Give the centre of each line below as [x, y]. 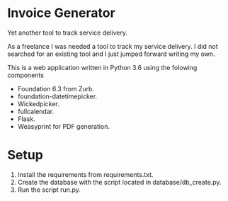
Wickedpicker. [39, 103]
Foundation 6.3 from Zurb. [56, 88]
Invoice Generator [61, 13]
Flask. [26, 119]
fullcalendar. [36, 111]
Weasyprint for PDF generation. [64, 126]
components [26, 75]
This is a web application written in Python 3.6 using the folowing [102, 67]
